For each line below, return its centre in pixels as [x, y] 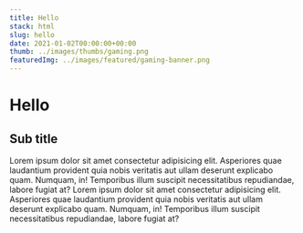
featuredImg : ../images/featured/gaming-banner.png [110, 60]
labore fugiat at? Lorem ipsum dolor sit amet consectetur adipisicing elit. [145, 189]
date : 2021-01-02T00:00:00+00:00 [73, 43]
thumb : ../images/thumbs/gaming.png [79, 52]
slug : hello [32, 35]
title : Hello [34, 18]
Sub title [34, 139]
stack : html [32, 26]
